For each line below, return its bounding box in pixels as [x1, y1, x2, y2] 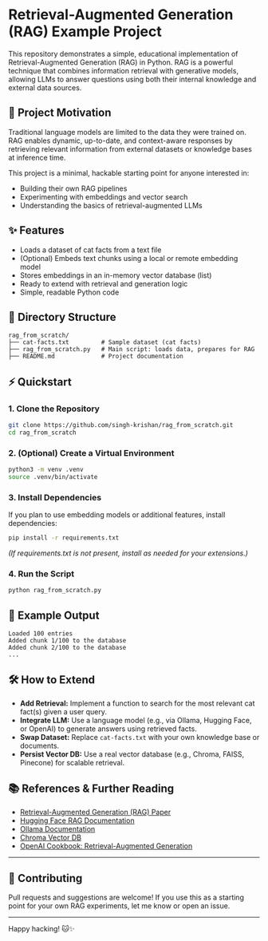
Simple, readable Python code [19, 287, 120, 297]
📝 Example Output [8, 608, 100, 622]
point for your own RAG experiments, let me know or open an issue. [8, 901, 231, 911]
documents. [19, 741, 60, 750]
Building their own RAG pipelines [19, 184, 128, 193]
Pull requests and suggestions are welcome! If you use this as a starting [8, 892, 245, 903]
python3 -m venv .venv [8, 465, 84, 474]
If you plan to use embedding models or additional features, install [8, 510, 226, 520]
